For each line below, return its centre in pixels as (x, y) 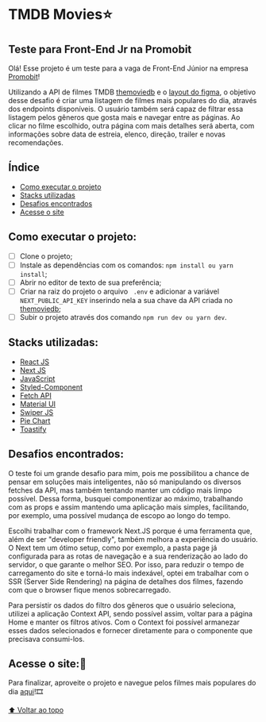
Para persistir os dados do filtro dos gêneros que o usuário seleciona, (122, 605)
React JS (35, 362)
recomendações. (36, 142)
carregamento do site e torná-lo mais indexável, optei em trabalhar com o (129, 573)
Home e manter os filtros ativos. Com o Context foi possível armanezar (124, 622)
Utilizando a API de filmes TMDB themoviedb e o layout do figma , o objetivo (132, 92)
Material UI (38, 404)
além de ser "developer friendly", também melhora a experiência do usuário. (133, 539)
